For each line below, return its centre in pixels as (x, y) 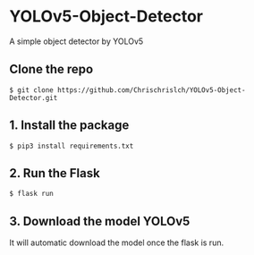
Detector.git (34, 98)
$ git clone (31, 90)
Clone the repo (51, 69)
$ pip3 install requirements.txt (72, 146)
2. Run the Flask (55, 173)
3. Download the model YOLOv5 (100, 221)
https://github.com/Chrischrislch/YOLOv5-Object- (151, 90)
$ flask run (31, 194)
